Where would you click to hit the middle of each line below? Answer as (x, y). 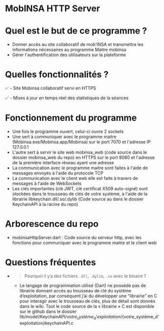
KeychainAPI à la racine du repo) (45, 204)
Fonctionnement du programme (71, 118)
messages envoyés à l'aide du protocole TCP (58, 173)
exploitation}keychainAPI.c (46, 323)
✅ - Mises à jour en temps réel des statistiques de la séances (67, 98)
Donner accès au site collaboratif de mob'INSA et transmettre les (78, 44)
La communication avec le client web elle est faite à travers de (75, 178)
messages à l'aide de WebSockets (47, 183)
